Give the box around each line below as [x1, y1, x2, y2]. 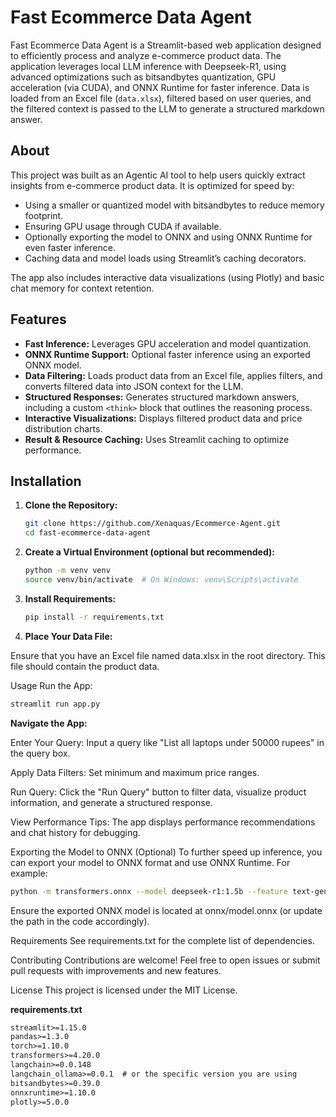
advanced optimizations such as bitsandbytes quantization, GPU [10, 71, 277, 83]
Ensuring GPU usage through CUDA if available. [24, 220, 222, 232]
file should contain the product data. [10, 660, 160, 672]
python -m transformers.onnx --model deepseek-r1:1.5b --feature [10, 886, 288, 896]
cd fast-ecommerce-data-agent [24, 528, 152, 538]
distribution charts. [24, 422, 103, 435]
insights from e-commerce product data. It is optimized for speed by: [10, 179, 295, 191]
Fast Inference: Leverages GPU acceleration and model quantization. [24, 337, 312, 350]
